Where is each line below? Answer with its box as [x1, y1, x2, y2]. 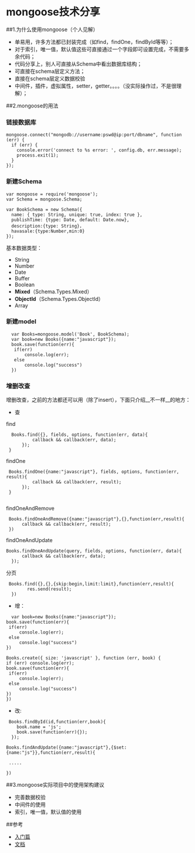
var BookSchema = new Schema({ [6, 207, 83, 212]
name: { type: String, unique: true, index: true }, [11, 212, 143, 218]
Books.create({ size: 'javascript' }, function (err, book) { [6, 655, 161, 661]
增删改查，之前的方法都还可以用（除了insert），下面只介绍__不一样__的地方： [6, 397, 191, 404]
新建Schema [6, 177, 42, 185]
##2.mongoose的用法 [6, 102, 59, 109]
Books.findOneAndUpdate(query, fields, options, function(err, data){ [6, 548, 182, 554]
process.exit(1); [16, 153, 59, 158]
